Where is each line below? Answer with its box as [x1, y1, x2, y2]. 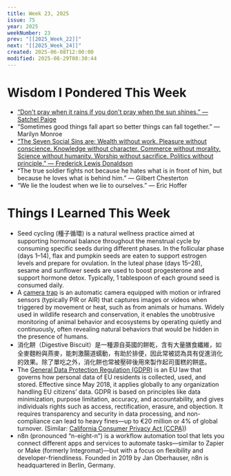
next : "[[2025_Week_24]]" [7, 42, 81, 49]
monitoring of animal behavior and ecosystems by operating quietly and [17, 317, 222, 325]
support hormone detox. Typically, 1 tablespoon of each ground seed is [17, 274, 220, 282]
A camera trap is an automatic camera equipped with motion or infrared [17, 288, 221, 296]
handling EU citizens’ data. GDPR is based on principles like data [17, 388, 201, 396]
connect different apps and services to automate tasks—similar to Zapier [17, 439, 224, 447]
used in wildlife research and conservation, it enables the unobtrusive [17, 310, 215, 318]
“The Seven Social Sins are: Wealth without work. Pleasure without [17, 137, 207, 145]
